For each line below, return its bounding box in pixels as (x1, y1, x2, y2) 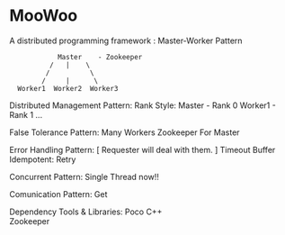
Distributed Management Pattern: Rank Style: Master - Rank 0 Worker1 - (9, 100, 276, 111)
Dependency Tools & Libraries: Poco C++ (9, 206, 163, 217)
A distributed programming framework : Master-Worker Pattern (9, 35, 243, 46)
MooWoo (9, 5, 78, 26)
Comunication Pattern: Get (9, 188, 108, 199)
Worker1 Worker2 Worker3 (17, 84, 119, 93)
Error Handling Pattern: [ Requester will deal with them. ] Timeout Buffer (9, 144, 276, 155)
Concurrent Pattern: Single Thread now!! (9, 171, 160, 182)
